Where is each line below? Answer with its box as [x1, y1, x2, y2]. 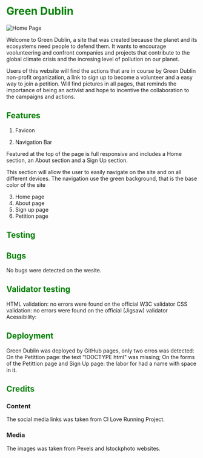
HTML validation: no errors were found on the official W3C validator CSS [6, 300, 188, 308]
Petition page [15, 212, 48, 220]
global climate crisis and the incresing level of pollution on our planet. [6, 55, 180, 62]
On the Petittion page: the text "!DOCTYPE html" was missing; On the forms [6, 353, 195, 360]
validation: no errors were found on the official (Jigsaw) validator [6, 306, 168, 314]
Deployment [6, 331, 54, 341]
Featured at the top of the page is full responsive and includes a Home [6, 150, 182, 157]
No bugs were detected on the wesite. [6, 266, 102, 274]
